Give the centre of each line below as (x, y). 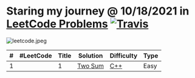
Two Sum (91, 66)
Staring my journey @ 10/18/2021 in (98, 11)
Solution (91, 56)
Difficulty (124, 56)
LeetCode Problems (57, 24)
